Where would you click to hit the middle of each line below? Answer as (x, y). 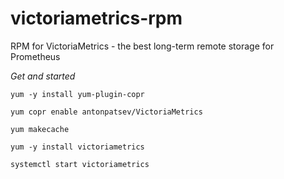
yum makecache (40, 129)
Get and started (43, 76)
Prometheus (35, 56)
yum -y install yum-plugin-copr (77, 94)
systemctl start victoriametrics (80, 164)
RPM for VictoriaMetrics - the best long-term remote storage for (142, 46)
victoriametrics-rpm (96, 18)
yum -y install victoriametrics (77, 147)
